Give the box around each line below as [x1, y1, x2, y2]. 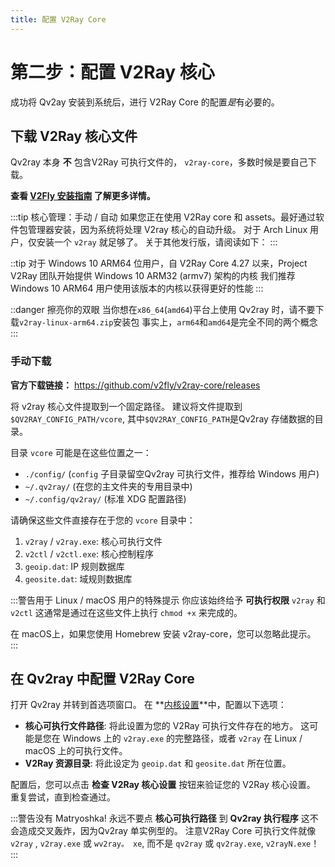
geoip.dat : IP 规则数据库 [24, 560, 125, 572]
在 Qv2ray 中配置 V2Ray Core [10, 671, 195, 688]
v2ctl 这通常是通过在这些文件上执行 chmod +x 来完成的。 [10, 606, 243, 618]
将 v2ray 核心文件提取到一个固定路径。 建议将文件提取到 [10, 400, 243, 412]
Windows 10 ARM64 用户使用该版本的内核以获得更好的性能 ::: [10, 282, 264, 295]
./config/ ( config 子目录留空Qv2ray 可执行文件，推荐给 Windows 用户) [24, 467, 320, 480]
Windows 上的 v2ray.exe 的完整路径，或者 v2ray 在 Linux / [62, 732, 303, 745]
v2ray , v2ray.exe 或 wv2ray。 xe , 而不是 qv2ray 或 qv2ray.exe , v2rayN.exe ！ [10, 837, 320, 850]
